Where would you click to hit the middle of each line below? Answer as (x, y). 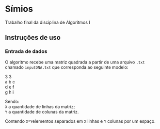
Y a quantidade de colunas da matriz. (42, 112)
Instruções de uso (33, 38)
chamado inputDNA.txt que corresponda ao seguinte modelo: (67, 67)
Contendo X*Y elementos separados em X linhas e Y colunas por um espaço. (80, 121)
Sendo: (12, 101)
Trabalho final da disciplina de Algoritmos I (48, 22)
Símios (19, 9)
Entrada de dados (26, 51)
